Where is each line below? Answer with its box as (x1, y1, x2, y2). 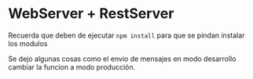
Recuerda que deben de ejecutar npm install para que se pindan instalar (8, 31, 245, 40)
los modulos (8, 38, 48, 48)
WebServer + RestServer (8, 5, 174, 23)
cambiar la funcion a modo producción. (8, 62, 136, 71)
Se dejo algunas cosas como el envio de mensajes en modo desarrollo (8, 54, 236, 63)
